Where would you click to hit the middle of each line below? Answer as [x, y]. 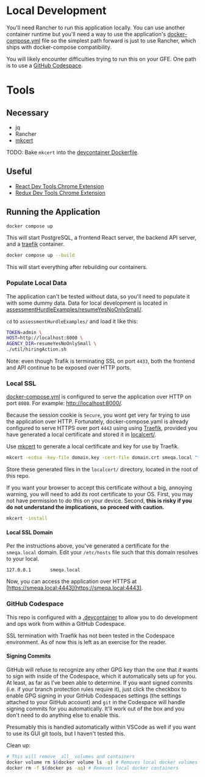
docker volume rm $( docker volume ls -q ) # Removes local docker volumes [102, 762]
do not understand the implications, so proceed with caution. [85, 507]
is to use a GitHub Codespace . [45, 65]
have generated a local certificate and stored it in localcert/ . [81, 434]
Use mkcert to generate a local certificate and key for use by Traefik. [93, 447]
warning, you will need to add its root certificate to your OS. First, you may [100, 494]
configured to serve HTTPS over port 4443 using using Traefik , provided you [102, 428]
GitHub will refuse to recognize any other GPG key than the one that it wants [102, 669]
